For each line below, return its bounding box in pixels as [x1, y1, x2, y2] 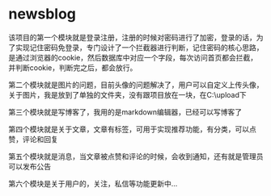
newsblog [8, 5, 77, 23]
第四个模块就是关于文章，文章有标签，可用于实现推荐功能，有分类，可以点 [8, 124, 256, 134]
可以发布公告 [8, 161, 51, 171]
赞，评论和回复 [8, 134, 58, 144]
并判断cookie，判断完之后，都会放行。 [8, 62, 138, 73]
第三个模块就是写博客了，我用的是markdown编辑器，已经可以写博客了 [8, 106, 243, 117]
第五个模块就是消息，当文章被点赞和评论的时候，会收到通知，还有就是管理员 [8, 151, 264, 161]
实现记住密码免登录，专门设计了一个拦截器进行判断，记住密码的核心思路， [15, 42, 264, 52]
